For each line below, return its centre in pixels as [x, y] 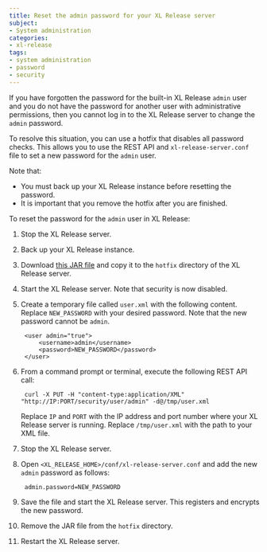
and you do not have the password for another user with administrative [125, 106]
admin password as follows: [65, 472]
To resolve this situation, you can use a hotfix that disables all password [127, 138]
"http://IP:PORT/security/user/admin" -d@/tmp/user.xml [115, 401]
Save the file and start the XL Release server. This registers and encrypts [140, 502]
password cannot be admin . [65, 321]
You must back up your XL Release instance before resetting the [126, 186]
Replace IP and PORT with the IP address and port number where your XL [139, 416]
